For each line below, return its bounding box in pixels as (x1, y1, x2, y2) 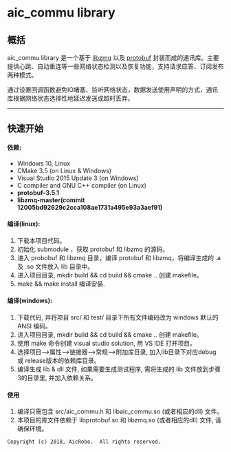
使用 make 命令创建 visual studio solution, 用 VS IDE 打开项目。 (16, 340, 196, 347)
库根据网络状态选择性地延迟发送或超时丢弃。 (7, 95, 134, 102)
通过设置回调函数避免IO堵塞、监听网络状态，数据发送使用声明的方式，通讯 (7, 86, 219, 94)
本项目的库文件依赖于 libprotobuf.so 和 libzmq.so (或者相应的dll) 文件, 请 (16, 416, 221, 424)
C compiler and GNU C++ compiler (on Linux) (16, 181, 146, 189)
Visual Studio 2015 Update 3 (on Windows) (16, 174, 139, 182)
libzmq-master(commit (16, 195, 85, 204)
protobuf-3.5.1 (16, 188, 60, 197)
